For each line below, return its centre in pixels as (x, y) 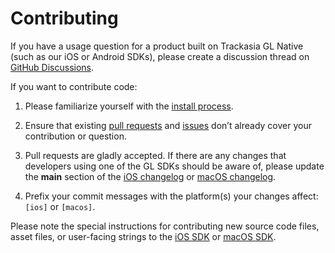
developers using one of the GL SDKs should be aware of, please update (174, 166)
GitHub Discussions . (52, 67)
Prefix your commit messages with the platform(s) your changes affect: (171, 196)
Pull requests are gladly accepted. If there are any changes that (155, 155)
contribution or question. (75, 136)
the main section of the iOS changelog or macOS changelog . (150, 176)
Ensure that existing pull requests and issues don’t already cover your (168, 125)
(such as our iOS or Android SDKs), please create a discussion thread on (160, 56)
